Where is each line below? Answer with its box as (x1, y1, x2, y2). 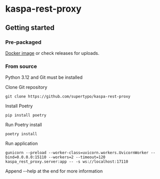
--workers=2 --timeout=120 (48, 155, 106, 160)
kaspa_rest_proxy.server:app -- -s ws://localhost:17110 (5, 159, 129, 164)
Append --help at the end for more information (5, 168, 103, 174)
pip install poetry (5, 113, 47, 118)
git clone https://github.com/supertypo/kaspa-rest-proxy (5, 94, 131, 99)
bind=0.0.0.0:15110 (5, 155, 47, 160)
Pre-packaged (5, 39, 42, 46)
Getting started (5, 23, 55, 32)
